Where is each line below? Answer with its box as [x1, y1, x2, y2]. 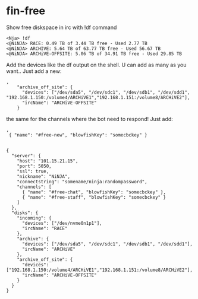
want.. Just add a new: [6, 67, 62, 75]
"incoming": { [17, 215, 52, 221]
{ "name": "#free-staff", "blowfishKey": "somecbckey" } [21, 194, 166, 200]
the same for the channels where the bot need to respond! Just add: [6, 115, 174, 122]
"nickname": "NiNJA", [17, 173, 70, 179]
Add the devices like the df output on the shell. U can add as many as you [6, 61, 187, 68]
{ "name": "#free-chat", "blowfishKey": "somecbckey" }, [21, 189, 166, 195]
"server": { [11, 152, 42, 158]
